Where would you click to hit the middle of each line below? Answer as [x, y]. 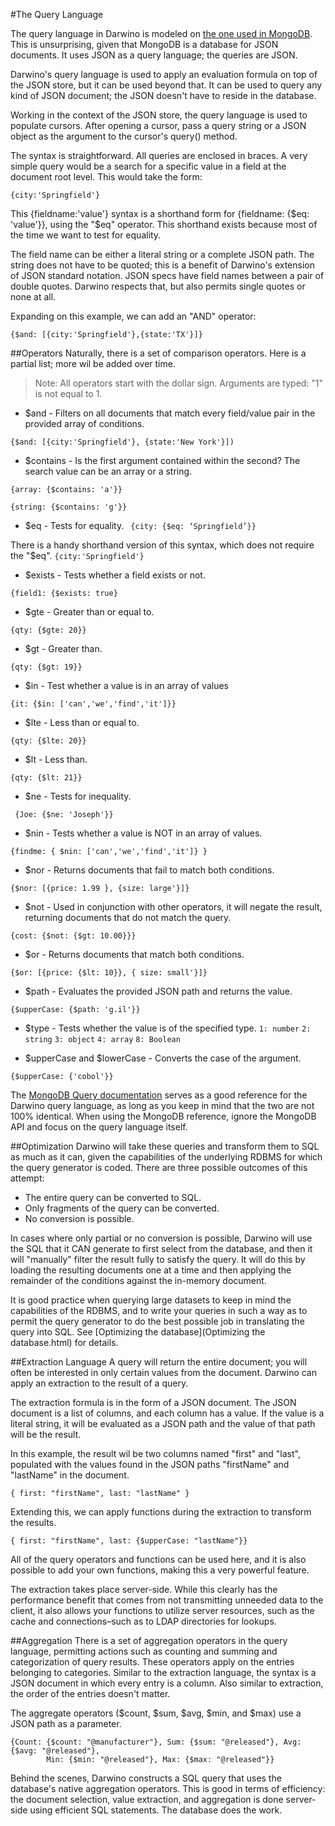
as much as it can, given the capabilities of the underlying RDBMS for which [166, 1157]
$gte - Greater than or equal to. [89, 612]
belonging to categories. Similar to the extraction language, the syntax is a [163, 1672]
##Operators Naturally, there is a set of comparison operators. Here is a [158, 353]
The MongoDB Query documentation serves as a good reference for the [159, 1095]
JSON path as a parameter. [66, 1723]
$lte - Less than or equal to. [82, 722]
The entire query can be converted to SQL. [113, 1197]
